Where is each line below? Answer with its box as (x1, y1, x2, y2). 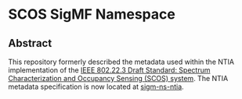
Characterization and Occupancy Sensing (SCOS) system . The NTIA (8, 74, 229, 83)
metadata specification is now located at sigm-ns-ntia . (8, 82, 184, 91)
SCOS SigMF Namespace (8, 5, 176, 23)
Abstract (8, 37, 52, 50)
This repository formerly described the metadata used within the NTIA (8, 57, 235, 66)
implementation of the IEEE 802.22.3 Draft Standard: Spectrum (8, 65, 211, 75)
